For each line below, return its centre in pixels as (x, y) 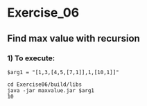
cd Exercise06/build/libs (44, 85)
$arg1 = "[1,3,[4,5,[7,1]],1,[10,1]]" (63, 72)
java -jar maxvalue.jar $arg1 (51, 90)
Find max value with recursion (73, 38)
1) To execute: (31, 58)
